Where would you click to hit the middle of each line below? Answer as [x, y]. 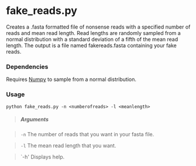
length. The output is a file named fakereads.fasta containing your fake [91, 45]
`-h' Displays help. [42, 157]
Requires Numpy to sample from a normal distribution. [71, 79]
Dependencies [27, 66]
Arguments [34, 119]
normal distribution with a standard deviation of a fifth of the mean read [92, 39]
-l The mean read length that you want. [68, 145]
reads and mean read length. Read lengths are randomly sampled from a [94, 33]
